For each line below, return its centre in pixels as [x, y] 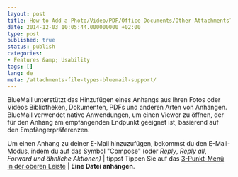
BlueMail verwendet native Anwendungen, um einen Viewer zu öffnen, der [116, 115]
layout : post [27, 14]
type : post [23, 34]
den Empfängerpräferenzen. [49, 130]
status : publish [31, 47]
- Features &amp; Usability [49, 60]
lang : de [20, 73]
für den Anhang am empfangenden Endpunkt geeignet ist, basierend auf [113, 122]
